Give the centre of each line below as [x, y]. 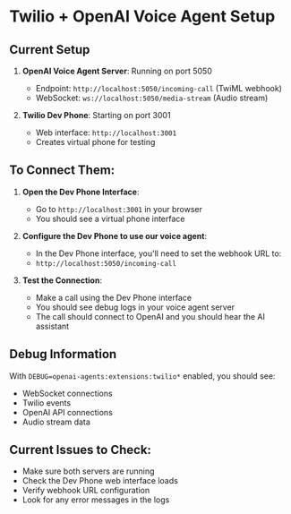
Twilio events [47, 403]
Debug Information [63, 354]
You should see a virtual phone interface [110, 218]
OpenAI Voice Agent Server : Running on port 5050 [117, 71]
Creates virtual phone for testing [95, 142]
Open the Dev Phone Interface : [81, 192]
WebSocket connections [68, 393]
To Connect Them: [62, 171]
